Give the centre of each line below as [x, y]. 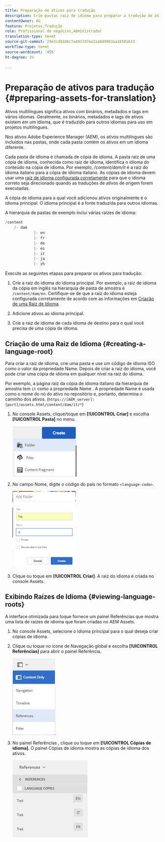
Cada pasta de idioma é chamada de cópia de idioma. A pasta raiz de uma [80, 157]
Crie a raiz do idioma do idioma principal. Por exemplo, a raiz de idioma [84, 283]
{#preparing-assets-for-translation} [81, 98]
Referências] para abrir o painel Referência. [57, 651]
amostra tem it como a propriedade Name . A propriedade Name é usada [80, 389]
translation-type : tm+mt [30, 37]
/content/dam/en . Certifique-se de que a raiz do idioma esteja [74, 293]
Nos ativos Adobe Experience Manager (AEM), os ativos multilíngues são [79, 137]
